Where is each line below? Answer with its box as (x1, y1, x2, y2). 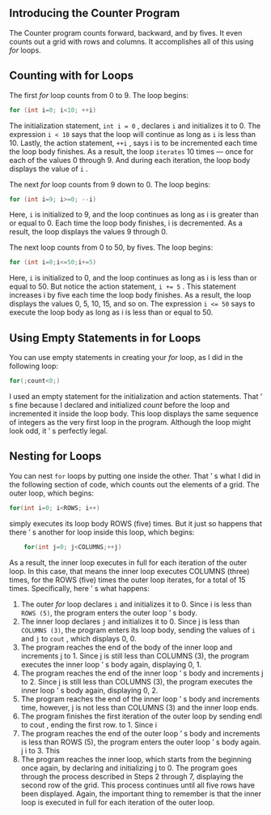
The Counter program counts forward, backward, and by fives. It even (9, 28, 243, 37)
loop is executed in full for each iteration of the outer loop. (20, 797, 215, 807)
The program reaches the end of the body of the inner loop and (20, 642, 233, 652)
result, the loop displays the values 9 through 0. (9, 227, 168, 237)
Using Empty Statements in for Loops (9, 331, 201, 345)
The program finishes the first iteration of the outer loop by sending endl (20, 711, 262, 721)
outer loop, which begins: (9, 488, 94, 498)
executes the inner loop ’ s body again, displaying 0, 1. (20, 659, 201, 669)
